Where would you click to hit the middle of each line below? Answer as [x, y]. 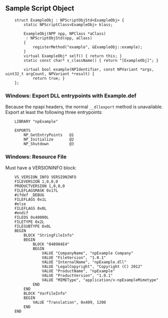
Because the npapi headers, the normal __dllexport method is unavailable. [84, 107]
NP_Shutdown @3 [49, 144]
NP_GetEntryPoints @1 [49, 135]
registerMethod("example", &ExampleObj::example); [88, 47]
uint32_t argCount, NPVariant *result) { [50, 74]
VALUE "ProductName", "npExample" [78, 271]
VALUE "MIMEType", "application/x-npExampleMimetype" [100, 280]
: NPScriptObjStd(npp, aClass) [59, 38]
